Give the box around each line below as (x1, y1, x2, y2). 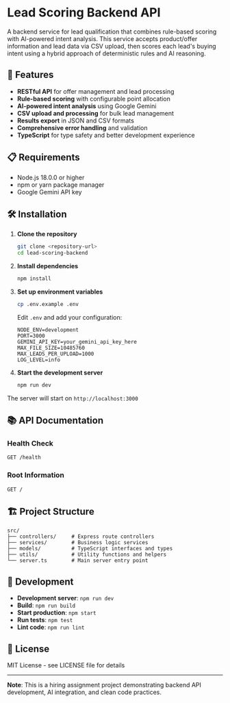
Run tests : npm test (16, 616, 73, 624)
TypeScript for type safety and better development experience (16, 131, 195, 139)
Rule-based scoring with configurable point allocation (16, 94, 171, 103)
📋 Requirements (7, 152, 80, 164)
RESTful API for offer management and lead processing (16, 87, 175, 95)
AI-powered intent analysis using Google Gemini (16, 101, 157, 110)
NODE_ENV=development (16, 327, 79, 333)
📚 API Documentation (7, 415, 104, 426)
